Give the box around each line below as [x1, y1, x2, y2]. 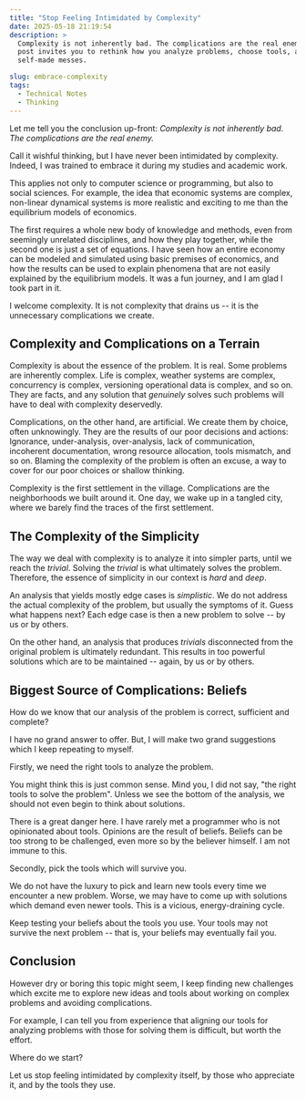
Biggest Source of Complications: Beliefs [9, 682, 248, 698]
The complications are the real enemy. [9, 132, 155, 143]
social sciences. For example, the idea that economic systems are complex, [9, 187, 293, 198]
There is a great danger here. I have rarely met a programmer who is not [9, 815, 280, 826]
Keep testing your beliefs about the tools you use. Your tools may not [9, 918, 269, 928]
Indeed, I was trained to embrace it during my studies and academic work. [9, 160, 289, 171]
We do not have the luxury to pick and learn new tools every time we [9, 880, 267, 891]
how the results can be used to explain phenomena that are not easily [9, 263, 270, 274]
